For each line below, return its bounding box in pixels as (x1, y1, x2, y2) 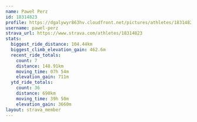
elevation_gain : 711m (16, 74, 69, 80)
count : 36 (16, 85, 41, 91)
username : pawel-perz (5, 25, 59, 31)
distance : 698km (16, 90, 56, 96)
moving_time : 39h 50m (16, 96, 69, 101)
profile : (5, 19, 27, 25)
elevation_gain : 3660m (16, 101, 72, 107)
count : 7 (16, 57, 38, 63)
